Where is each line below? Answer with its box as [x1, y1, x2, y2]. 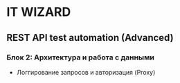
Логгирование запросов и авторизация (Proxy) [16, 68, 156, 76]
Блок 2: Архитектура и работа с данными [6, 53, 155, 62]
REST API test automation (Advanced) [6, 32, 174, 44]
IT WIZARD [6, 4, 71, 20]
